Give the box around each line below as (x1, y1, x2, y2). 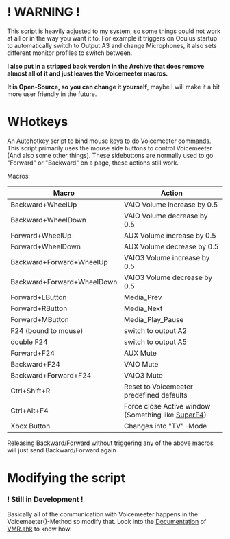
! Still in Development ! (7, 494, 84, 504)
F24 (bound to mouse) (10, 325, 84, 335)
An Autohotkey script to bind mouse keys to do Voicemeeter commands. (7, 137, 212, 145)
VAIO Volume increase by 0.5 (124, 200, 218, 209)
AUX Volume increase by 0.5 (124, 231, 217, 240)
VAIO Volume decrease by (124, 211, 208, 220)
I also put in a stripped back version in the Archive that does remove (7, 62, 205, 70)
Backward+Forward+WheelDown (10, 277, 118, 286)
